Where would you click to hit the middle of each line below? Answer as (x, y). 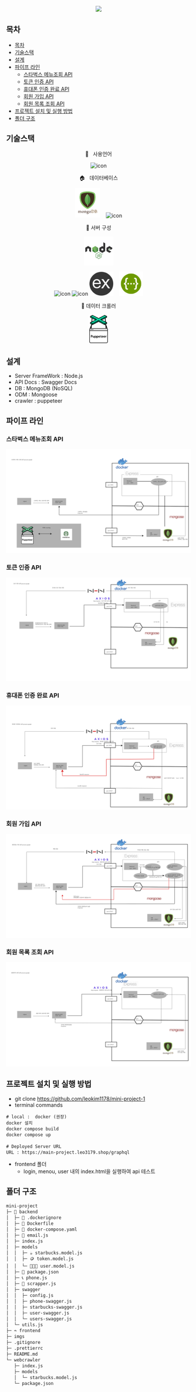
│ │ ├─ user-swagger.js (38, 1313)
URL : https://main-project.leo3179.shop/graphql (68, 1152)
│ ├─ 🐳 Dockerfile (30, 1224)
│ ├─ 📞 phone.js (27, 1278)
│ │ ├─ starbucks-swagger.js (44, 1307)
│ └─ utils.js (25, 1325)
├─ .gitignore (23, 1343)
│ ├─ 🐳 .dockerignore (34, 1218)
